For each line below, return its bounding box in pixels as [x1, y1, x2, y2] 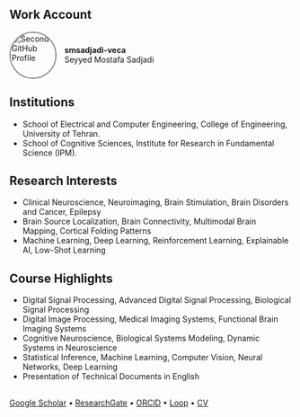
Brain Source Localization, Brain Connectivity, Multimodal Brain [22, 216, 257, 227]
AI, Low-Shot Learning [22, 244, 106, 255]
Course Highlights [9, 271, 114, 286]
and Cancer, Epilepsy [22, 207, 101, 217]
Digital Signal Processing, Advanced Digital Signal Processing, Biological [22, 295, 292, 306]
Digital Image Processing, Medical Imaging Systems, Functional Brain [22, 314, 278, 324]
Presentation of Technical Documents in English [22, 371, 200, 382]
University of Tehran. [22, 128, 101, 138]
